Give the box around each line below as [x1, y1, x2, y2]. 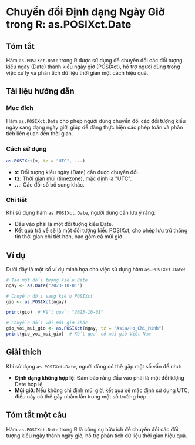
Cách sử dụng [6, 144, 47, 152]
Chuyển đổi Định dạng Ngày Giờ [6, 5, 165, 19]
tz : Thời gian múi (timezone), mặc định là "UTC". [14, 175, 132, 182]
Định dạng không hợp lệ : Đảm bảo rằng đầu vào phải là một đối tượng [14, 374, 185, 381]
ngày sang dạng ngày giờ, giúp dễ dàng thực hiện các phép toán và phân [6, 124, 183, 131]
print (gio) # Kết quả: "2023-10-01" [6, 309, 104, 316]
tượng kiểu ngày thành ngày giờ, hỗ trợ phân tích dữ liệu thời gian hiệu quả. [6, 432, 187, 439]
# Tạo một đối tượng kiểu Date [6, 277, 88, 283]
